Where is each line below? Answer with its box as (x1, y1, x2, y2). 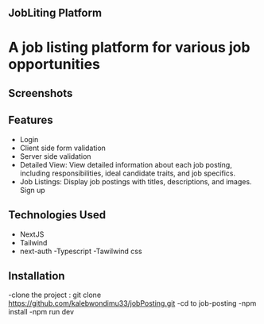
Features (8, 114, 53, 127)
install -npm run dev (8, 307, 74, 317)
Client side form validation (19, 143, 106, 152)
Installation (8, 269, 65, 283)
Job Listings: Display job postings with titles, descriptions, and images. (19, 176, 252, 186)
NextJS (19, 229, 45, 239)
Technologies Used (8, 208, 106, 222)
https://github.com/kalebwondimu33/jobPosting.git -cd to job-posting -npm (8, 299, 257, 308)
